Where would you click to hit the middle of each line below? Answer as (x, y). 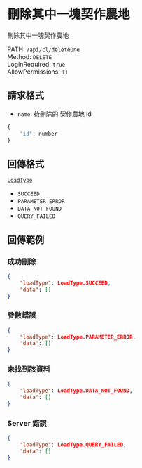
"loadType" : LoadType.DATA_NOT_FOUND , (76, 391)
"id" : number (39, 134)
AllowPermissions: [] (38, 72)
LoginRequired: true (36, 64)
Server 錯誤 (27, 423)
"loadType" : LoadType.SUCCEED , (65, 283)
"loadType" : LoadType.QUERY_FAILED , (73, 445)
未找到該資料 (29, 370)
